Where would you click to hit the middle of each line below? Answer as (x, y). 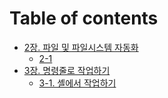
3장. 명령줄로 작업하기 (67, 70)
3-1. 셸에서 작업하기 (77, 83)
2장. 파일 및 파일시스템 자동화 (81, 47)
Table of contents (84, 18)
